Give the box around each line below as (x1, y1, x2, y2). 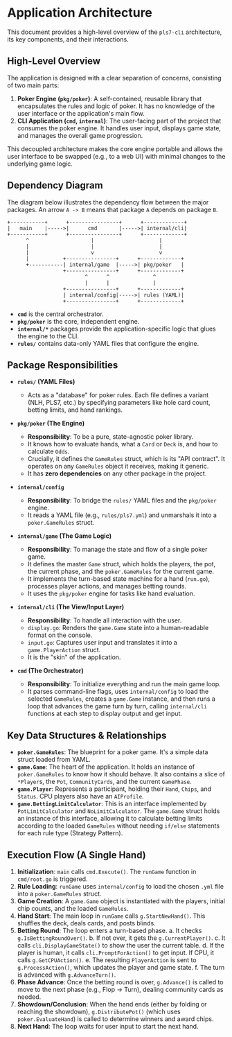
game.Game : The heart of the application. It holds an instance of (17, 762, 195, 771)
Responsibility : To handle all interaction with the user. (27, 616, 182, 625)
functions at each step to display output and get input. (27, 709, 182, 718)
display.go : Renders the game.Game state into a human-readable (27, 624, 209, 632)
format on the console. (27, 631, 93, 639)
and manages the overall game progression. (17, 131, 143, 139)
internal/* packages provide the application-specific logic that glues (17, 324, 216, 333)
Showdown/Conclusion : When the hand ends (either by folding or (17, 1000, 207, 1008)
